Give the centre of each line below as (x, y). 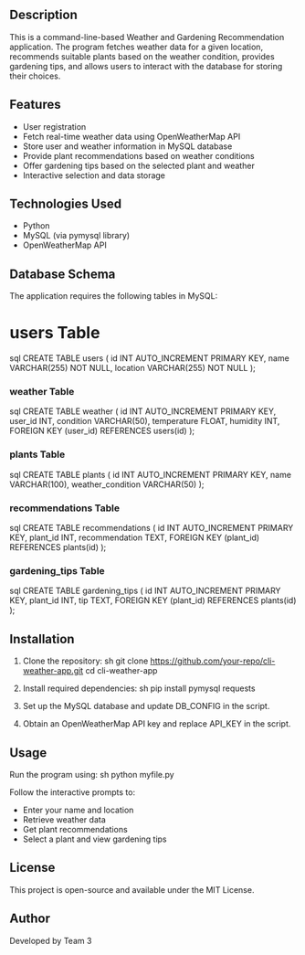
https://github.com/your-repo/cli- (213, 661)
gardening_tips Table (57, 571)
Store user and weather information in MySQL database (127, 146)
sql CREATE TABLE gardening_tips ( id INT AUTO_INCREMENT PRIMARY (145, 591)
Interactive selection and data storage (94, 175)
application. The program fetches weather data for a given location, (136, 47)
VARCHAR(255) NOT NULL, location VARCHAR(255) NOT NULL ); (132, 368)
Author (30, 919)
